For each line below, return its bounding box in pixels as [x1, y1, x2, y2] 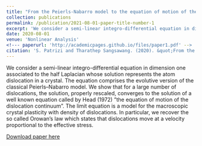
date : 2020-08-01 [6, 31, 50, 37]
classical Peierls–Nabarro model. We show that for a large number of [6, 83, 177, 90]
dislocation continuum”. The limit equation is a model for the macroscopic [6, 102, 188, 109]
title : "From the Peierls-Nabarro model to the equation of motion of [6, 8, 187, 15]
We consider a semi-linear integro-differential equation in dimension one [6, 64, 186, 71]
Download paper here [6, 133, 60, 140]
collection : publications [6, 14, 71, 20]
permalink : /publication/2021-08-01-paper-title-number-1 [6, 20, 155, 26]
